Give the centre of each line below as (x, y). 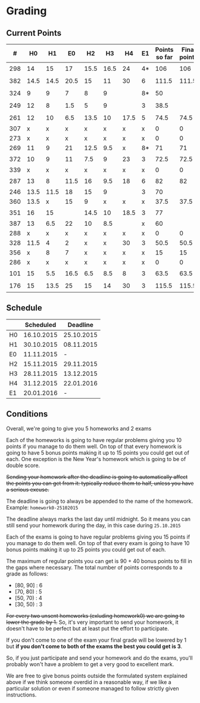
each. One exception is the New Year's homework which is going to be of (96, 459)
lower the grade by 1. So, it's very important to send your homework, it (92, 622)
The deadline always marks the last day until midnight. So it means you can (99, 519)
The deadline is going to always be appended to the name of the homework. (100, 501)
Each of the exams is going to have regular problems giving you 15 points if (98, 537)
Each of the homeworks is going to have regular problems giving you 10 (94, 440)
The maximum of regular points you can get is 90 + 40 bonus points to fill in (99, 561)
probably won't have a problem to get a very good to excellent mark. (90, 664)
